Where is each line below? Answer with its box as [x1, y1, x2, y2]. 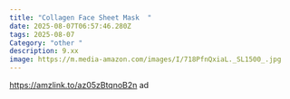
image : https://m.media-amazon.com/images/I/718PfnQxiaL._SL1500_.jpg [9, 55, 282, 64]
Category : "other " [9, 38, 83, 48]
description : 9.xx [9, 47, 79, 56]
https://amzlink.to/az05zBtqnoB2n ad [9, 80, 150, 90]
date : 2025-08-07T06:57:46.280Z [9, 22, 131, 31]
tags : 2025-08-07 [9, 30, 75, 39]
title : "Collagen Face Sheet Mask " [9, 13, 152, 22]
